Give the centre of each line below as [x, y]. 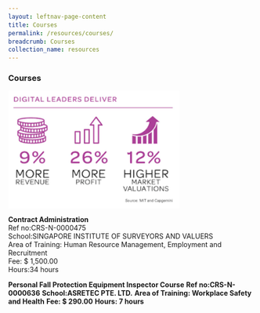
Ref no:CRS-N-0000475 [47, 228]
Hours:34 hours [34, 270]
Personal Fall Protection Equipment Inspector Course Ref [103, 285]
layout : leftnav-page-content [58, 16]
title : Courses [33, 25]
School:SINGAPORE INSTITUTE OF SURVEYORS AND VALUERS [111, 236]
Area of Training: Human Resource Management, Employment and [115, 245]
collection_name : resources [54, 50]
